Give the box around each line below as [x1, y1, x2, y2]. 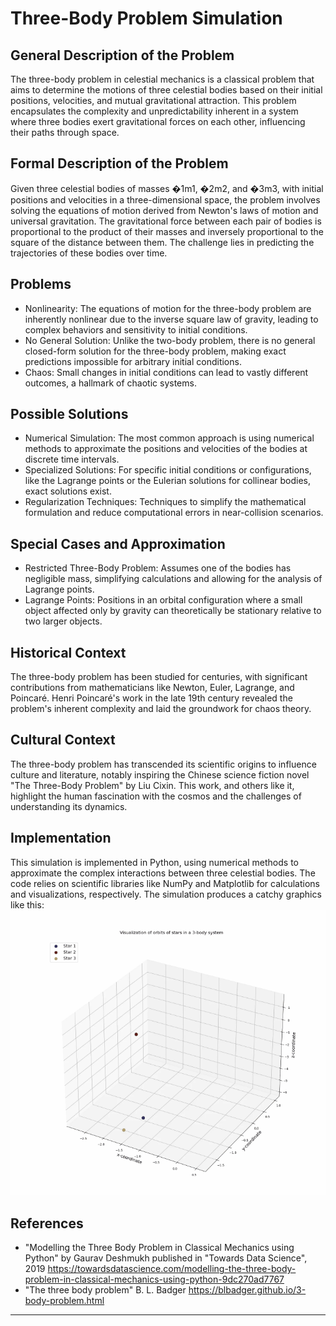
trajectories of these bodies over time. [10, 247, 168, 259]
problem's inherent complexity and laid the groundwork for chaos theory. [10, 703, 312, 715]
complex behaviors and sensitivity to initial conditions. [24, 323, 248, 336]
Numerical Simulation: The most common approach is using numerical [24, 432, 315, 444]
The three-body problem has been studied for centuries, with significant [10, 671, 308, 683]
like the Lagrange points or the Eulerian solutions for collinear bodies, [24, 475, 312, 487]
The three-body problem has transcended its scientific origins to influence [10, 758, 317, 770]
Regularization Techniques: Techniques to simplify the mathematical [24, 496, 307, 508]
